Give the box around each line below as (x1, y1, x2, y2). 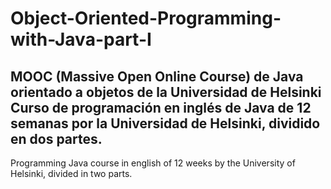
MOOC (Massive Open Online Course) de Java (10, 68, 304, 85)
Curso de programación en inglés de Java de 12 (10, 99, 312, 116)
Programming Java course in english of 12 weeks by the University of (10, 157, 296, 169)
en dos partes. (10, 130, 103, 147)
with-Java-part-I (10, 28, 152, 51)
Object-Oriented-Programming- (10, 7, 282, 30)
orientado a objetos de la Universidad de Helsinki (10, 83, 322, 101)
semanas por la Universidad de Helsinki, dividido (10, 115, 321, 132)
